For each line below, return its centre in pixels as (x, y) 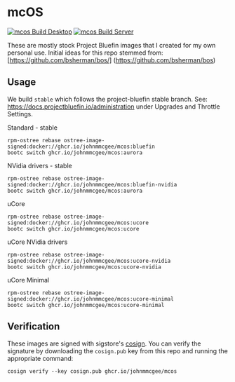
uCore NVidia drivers (38, 242)
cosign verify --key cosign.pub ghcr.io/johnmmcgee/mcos (92, 371)
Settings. (20, 114)
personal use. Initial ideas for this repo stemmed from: (85, 53)
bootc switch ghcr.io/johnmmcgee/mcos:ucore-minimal (86, 305)
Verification (34, 327)
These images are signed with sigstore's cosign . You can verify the (104, 343)
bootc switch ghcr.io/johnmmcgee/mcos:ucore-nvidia (84, 267)
